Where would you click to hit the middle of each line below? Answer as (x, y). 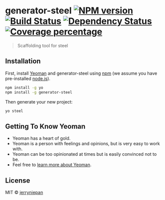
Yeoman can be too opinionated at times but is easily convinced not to (84, 154)
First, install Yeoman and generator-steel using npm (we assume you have (81, 73)
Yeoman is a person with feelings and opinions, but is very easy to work (86, 144)
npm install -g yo (24, 88)
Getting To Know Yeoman (45, 126)
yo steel (14, 111)
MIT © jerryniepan (24, 192)
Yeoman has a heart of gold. (41, 138)
